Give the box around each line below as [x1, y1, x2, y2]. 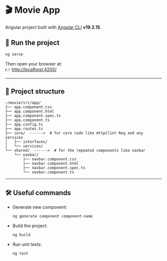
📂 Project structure [5, 87, 65, 96]
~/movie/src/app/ [5, 100, 41, 105]
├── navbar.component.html [23, 161, 79, 166]
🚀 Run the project [5, 39, 60, 47]
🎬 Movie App [5, 4, 61, 16]
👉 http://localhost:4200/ [5, 66, 57, 72]
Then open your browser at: [5, 61, 62, 66]
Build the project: [12, 223, 48, 229]
